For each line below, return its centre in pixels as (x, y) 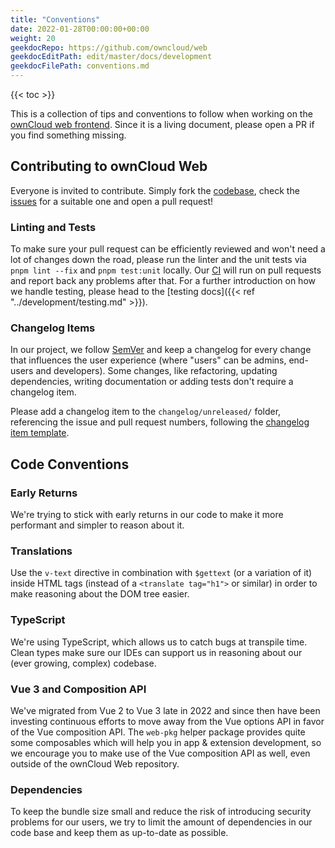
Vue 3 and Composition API (78, 689)
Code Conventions (70, 464)
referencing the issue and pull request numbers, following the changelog (160, 422)
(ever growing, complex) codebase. (83, 663)
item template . (40, 433)
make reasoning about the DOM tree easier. (100, 594)
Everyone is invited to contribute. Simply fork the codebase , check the (155, 190)
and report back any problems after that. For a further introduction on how (163, 281)
